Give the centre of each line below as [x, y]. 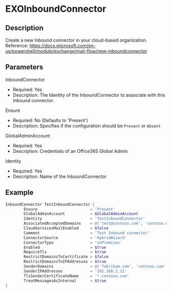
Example [19, 193]
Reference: [17, 46]
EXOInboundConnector [56, 9]
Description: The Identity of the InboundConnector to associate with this [89, 95]
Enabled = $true [65, 247]
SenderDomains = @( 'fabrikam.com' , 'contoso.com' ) [96, 266]
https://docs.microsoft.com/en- [63, 46]
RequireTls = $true [65, 252]
